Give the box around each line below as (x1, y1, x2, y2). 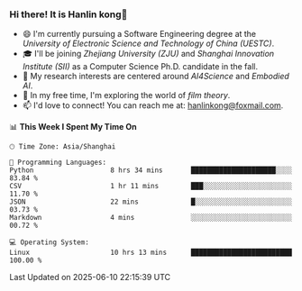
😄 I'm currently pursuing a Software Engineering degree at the (22, 29, 257, 40)
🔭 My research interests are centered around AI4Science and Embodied (22, 71, 290, 82)
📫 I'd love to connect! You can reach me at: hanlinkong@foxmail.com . (22, 100, 284, 111)
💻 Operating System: (9, 238, 90, 247)
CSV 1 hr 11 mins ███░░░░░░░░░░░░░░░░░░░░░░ (9, 182, 293, 191)
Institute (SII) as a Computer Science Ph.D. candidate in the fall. (22, 61, 259, 72)
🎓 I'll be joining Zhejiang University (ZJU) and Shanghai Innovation (22, 49, 275, 59)
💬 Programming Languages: (9, 158, 106, 168)
